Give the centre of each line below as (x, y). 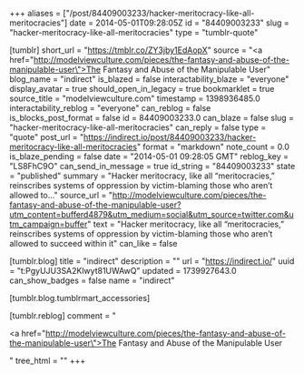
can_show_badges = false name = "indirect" (92, 280)
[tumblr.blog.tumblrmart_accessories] (80, 298)
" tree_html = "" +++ (48, 360)
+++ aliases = (35, 13)
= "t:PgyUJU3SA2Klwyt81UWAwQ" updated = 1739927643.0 (123, 271)
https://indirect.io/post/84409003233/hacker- (170, 137)
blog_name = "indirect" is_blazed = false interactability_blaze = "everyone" (149, 79)
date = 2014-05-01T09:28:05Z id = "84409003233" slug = (180, 23)
